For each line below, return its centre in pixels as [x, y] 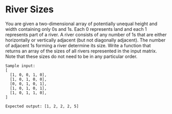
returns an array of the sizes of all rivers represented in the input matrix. [81, 51]
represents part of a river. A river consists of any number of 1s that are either [86, 34]
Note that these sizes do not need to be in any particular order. [71, 56]
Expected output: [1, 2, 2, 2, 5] [42, 106]
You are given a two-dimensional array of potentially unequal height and [81, 24]
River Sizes [29, 9]
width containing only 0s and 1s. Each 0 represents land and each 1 [76, 29]
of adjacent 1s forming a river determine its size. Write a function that [78, 45]
